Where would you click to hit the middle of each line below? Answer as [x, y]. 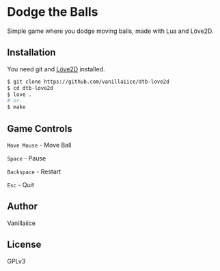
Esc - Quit [20, 185]
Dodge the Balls [53, 12]
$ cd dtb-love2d [30, 88]
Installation [31, 52]
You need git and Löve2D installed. [56, 69]
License [24, 245]
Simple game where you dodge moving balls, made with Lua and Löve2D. [110, 31]
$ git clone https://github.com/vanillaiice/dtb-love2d [88, 82]
